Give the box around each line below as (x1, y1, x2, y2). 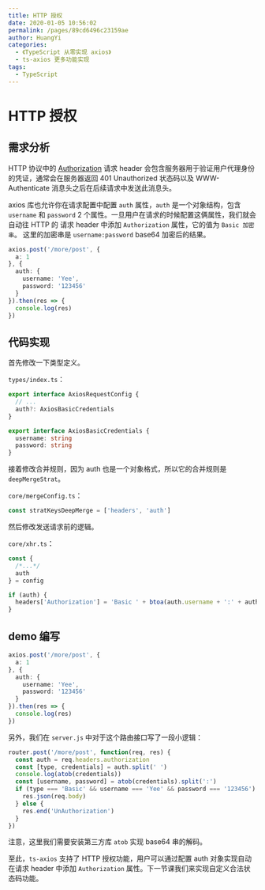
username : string (15, 434, 73, 442)
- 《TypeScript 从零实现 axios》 (15, 48, 112, 56)
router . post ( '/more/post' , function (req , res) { (8, 748, 171, 756)
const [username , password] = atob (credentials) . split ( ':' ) (15, 778, 217, 786)
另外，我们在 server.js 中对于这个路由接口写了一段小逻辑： (8, 733, 203, 742)
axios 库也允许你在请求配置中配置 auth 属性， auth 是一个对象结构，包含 (8, 199, 241, 210)
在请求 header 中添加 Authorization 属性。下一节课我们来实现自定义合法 (8, 864, 244, 873)
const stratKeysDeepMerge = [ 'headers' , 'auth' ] (8, 507, 171, 515)
